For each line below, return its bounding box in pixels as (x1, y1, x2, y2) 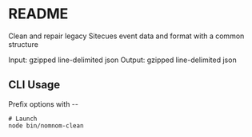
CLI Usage (8, 78, 61, 92)
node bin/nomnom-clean (8, 121, 84, 130)
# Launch (8, 115, 38, 123)
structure (8, 39, 38, 49)
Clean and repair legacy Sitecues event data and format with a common (8, 31, 245, 41)
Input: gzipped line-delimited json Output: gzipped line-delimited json (8, 55, 238, 65)
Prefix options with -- (8, 99, 78, 108)
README (8, 5, 69, 23)
